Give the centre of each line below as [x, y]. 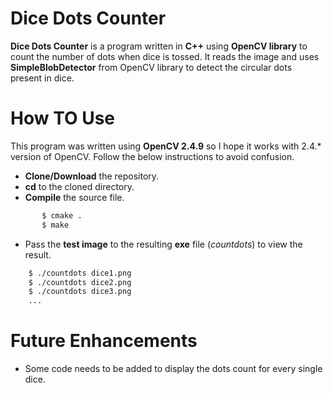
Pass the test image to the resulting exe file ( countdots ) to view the [163, 244]
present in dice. [42, 78]
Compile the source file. [74, 197]
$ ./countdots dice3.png [80, 292]
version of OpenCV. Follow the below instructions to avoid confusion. [152, 156]
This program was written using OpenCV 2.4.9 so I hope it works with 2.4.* [166, 146]
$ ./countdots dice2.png [80, 282]
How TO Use [63, 118]
